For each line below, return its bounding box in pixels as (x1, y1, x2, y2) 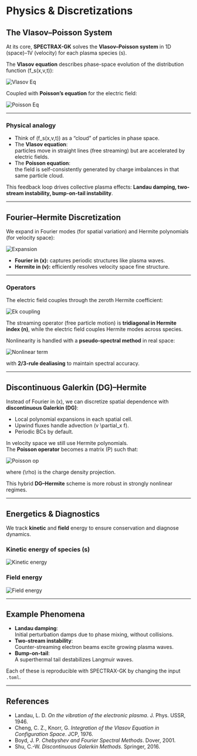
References (6, 696, 49, 706)
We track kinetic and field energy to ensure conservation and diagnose (6, 524, 179, 531)
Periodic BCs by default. (14, 428, 73, 436)
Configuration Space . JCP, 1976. (14, 731, 94, 738)
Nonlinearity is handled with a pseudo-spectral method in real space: (6, 337, 175, 344)
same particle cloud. (14, 172, 64, 179)
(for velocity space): (6, 234, 55, 242)
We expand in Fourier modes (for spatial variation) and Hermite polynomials (6, 228, 189, 235)
